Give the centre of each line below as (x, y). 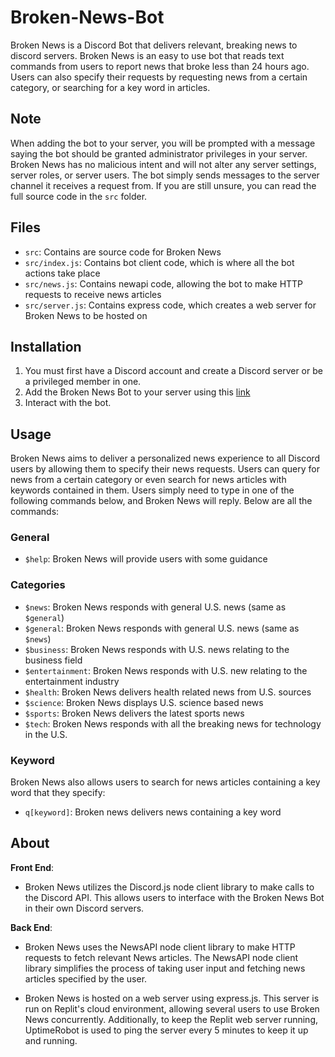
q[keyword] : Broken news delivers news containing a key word (153, 812)
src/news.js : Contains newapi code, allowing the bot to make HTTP (164, 283)
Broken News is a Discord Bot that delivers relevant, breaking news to (154, 45)
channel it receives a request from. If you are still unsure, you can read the (163, 185)
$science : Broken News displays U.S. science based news (144, 702)
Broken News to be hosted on (86, 315)
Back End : (31, 927)
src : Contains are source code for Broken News (123, 252)
